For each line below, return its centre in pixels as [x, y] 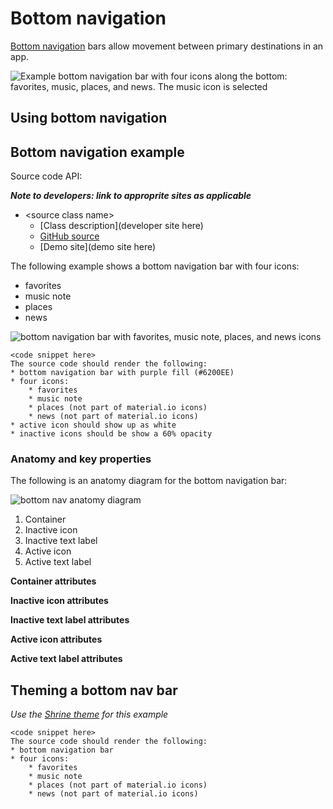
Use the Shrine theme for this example [89, 714]
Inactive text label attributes [70, 620]
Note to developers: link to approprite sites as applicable [131, 196]
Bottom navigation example [97, 152]
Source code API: [46, 176]
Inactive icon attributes [59, 601]
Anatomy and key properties [81, 459]
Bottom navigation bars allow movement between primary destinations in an [167, 46]
